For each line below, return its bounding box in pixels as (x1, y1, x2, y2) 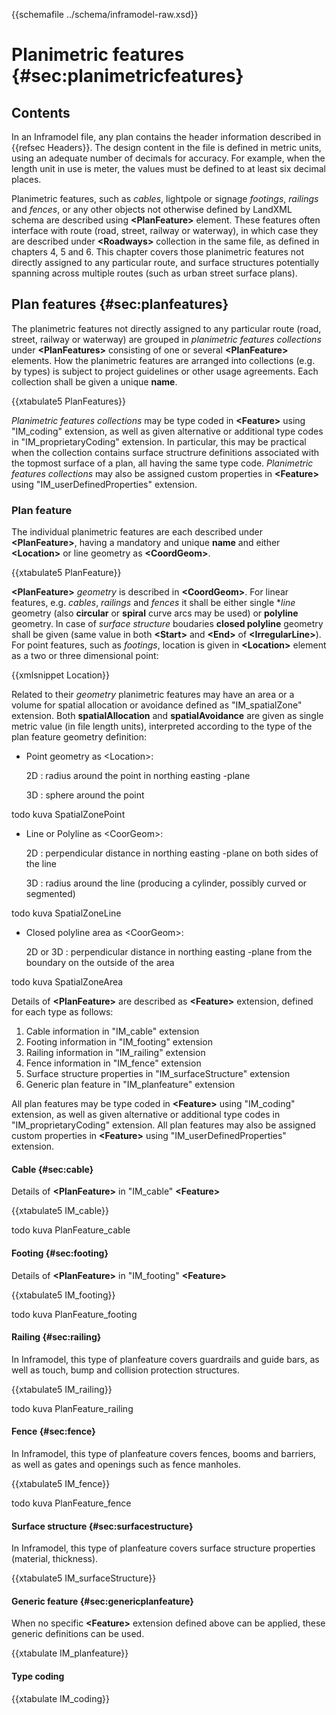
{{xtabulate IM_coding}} (11, 1692, 110, 1704)
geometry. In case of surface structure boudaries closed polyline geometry (11, 618, 324, 630)
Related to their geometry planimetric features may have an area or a (11, 689, 295, 701)
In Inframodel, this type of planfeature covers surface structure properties (11, 1542, 316, 1554)
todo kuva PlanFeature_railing (11, 1402, 134, 1414)
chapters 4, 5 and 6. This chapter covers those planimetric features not (11, 246, 305, 258)
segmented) (25, 888, 76, 900)
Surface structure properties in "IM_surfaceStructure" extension (25, 1068, 291, 1080)
